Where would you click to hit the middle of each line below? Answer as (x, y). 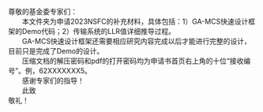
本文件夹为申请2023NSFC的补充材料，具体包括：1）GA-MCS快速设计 (135, 21)
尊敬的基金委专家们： (43, 11)
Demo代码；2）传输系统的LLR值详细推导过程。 (99, 31)
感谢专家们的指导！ (53, 80)
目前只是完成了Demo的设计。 (56, 51)
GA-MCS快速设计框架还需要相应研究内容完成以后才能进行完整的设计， (137, 41)
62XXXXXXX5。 (66, 71)
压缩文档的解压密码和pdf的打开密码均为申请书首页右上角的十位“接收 (133, 61)
